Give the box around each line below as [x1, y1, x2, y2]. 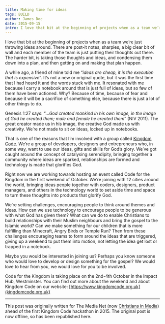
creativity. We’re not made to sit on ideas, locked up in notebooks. [5, 126, 138, 132]
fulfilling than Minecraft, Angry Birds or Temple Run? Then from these [5, 228, 146, 234]
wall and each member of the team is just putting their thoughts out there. [5, 50, 154, 56]
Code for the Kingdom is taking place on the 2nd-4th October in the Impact [5, 273, 158, 279]
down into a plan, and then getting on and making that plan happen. [5, 60, 142, 66]
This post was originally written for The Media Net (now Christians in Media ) [5, 303, 160, 309]
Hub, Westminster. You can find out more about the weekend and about [5, 279, 150, 285]
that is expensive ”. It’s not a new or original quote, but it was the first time [5, 75, 154, 81]
